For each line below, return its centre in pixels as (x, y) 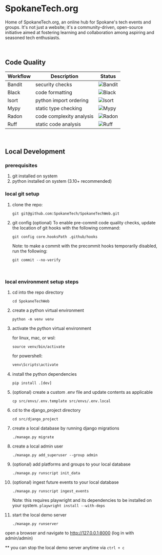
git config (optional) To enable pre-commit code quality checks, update (84, 222)
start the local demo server (39, 515)
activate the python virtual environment (51, 328)
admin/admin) (19, 538)
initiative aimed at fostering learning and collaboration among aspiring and (80, 32)
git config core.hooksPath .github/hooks (55, 237)
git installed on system (35, 176)
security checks (54, 85)
